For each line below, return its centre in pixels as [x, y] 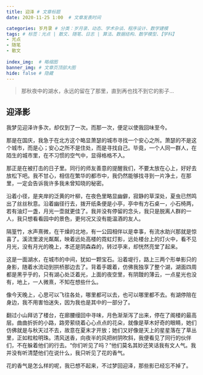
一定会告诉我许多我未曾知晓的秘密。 [62, 183]
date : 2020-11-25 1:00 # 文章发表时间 [54, 17]
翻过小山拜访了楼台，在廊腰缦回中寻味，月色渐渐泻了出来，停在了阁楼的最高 [101, 315]
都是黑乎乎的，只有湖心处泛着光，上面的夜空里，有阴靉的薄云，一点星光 [96, 274]
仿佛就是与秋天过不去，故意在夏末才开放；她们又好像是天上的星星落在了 [96, 330]
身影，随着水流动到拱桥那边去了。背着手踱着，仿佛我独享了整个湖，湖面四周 [101, 267]
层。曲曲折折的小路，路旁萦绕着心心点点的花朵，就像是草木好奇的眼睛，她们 [101, 323]
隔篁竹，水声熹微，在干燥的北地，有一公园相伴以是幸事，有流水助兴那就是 [99, 232]
